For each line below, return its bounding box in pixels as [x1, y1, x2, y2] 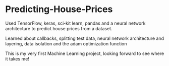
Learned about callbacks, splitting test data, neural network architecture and [5, 35, 164, 41]
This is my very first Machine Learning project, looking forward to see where [5, 50, 164, 56]
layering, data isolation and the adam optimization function [5, 40, 127, 46]
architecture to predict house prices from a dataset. [5, 25, 112, 31]
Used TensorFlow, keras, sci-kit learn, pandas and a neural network [5, 20, 146, 26]
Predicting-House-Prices [5, 4, 113, 15]
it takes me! [5, 55, 29, 61]
